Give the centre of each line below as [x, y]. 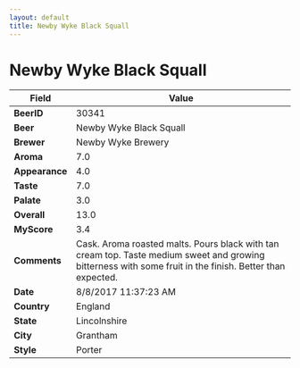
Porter [89, 350]
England [93, 306]
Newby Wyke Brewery [122, 142]
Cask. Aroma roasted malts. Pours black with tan [177, 244]
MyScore [33, 230]
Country [32, 306]
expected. [97, 278]
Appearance [41, 171]
